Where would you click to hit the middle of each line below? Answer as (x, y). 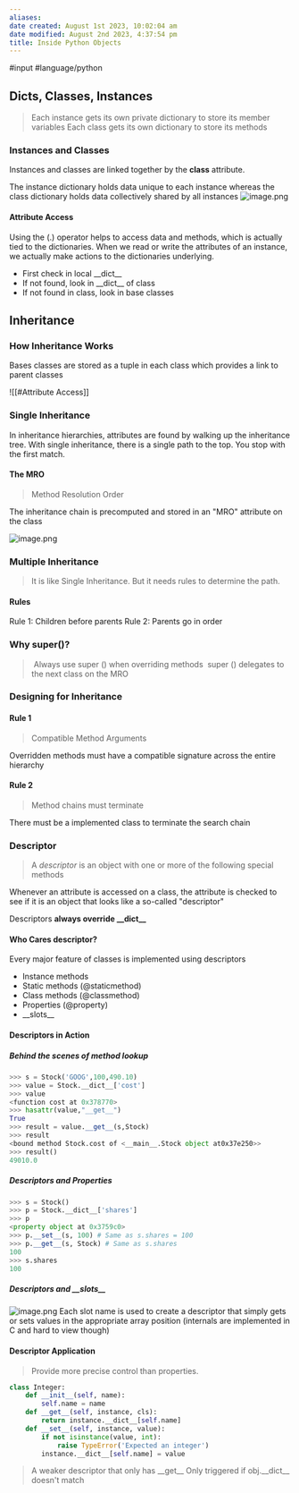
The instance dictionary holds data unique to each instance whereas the (142, 187)
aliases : (25, 17)
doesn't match (58, 1480)
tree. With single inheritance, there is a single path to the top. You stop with (147, 445)
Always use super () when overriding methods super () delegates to (159, 664)
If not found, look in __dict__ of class (89, 283)
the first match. (37, 454)
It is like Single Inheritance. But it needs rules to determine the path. (155, 581)
